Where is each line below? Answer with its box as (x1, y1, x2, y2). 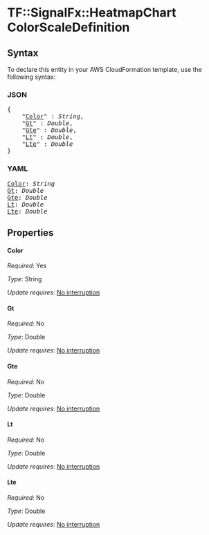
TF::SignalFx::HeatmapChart (7, 5, 176, 21)
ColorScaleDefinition (7, 19, 130, 35)
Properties (7, 227, 54, 238)
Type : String (7, 275, 42, 283)
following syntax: (7, 73, 56, 81)
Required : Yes (7, 261, 47, 270)
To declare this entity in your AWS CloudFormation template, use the (7, 66, 202, 73)
